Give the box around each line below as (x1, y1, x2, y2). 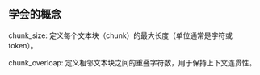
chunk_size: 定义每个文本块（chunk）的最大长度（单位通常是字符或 (8, 31, 233, 40)
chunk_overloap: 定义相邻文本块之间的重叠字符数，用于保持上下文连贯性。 (8, 57, 257, 67)
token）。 (8, 40, 38, 50)
